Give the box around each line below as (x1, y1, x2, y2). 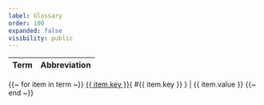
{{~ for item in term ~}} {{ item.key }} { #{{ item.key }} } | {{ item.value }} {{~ (8, 79, 256, 89)
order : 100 (8, 19, 45, 27)
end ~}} (8, 88, 34, 98)
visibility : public (8, 34, 74, 42)
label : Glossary (8, 11, 62, 20)
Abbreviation (40, 59, 91, 71)
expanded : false (8, 26, 62, 34)
